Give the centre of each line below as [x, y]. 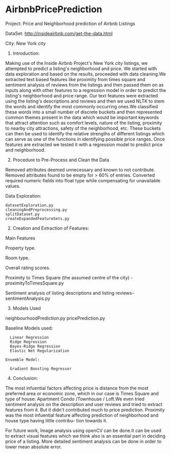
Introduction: [26, 53]
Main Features [20, 238]
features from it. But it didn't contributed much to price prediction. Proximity [85, 410]
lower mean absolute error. [34, 447]
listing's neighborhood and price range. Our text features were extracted [82, 95]
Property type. [20, 248]
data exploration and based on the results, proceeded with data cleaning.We [86, 74]
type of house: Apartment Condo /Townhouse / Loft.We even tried [75, 399]
